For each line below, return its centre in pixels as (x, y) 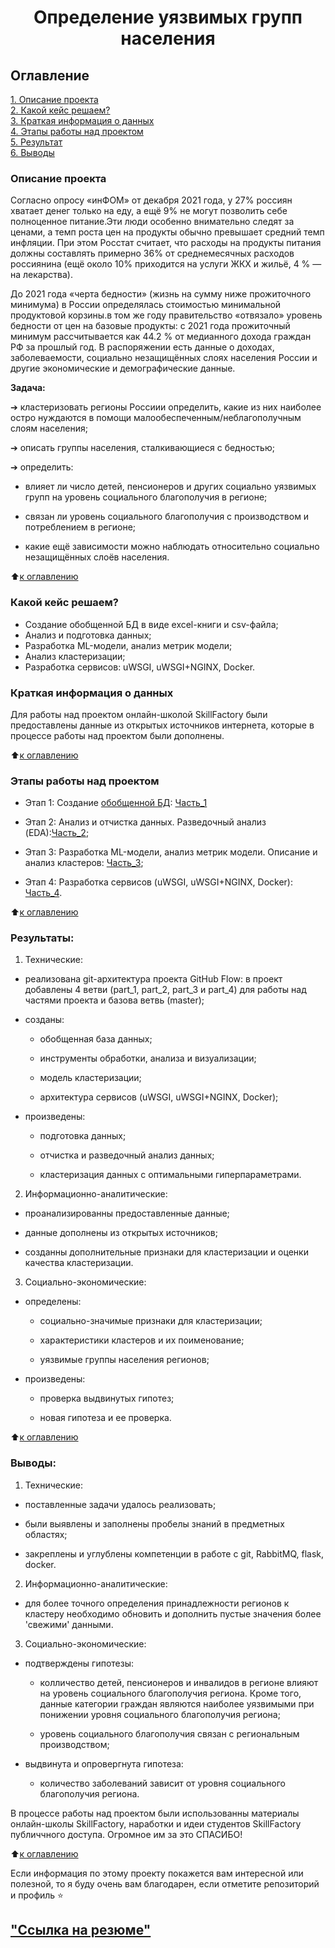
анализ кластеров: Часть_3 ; (84, 863)
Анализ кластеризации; (75, 656)
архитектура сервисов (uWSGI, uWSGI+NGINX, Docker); (159, 1097)
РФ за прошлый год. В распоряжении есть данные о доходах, (142, 347)
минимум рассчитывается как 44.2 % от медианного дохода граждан (161, 337)
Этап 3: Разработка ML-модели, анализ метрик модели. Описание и (171, 852)
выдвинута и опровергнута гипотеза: (104, 1763)
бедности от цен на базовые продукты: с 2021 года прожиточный (150, 326)
